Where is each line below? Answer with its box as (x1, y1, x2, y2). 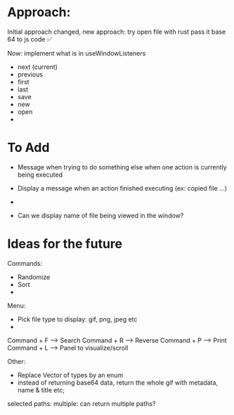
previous (17, 70, 44, 78)
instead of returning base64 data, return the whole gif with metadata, (17, 378, 219, 387)
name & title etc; (17, 385, 65, 394)
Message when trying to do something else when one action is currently (17, 162, 227, 171)
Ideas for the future (7, 236, 123, 252)
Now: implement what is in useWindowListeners (7, 49, 146, 57)
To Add (7, 140, 50, 155)
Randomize (17, 272, 51, 281)
